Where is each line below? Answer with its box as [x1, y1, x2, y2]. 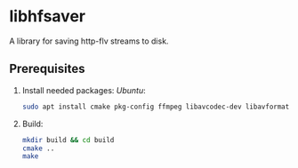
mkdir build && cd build [21, 135, 115, 144]
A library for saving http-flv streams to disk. [9, 36, 169, 46]
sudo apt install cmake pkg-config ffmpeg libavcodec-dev [21, 102, 242, 111]
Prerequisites [9, 61, 85, 76]
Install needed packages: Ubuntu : [21, 84, 146, 95]
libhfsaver [9, 6, 86, 27]
